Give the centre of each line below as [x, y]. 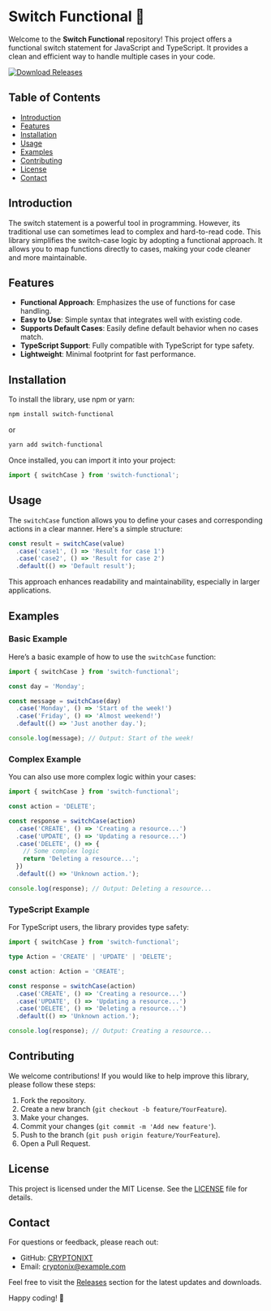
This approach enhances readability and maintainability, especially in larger [134, 582]
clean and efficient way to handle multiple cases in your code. [112, 56]
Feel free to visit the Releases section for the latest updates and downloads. [135, 1283]
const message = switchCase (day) [65, 701]
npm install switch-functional [61, 415]
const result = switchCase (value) [67, 544]
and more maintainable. [48, 257]
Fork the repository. [53, 1100]
